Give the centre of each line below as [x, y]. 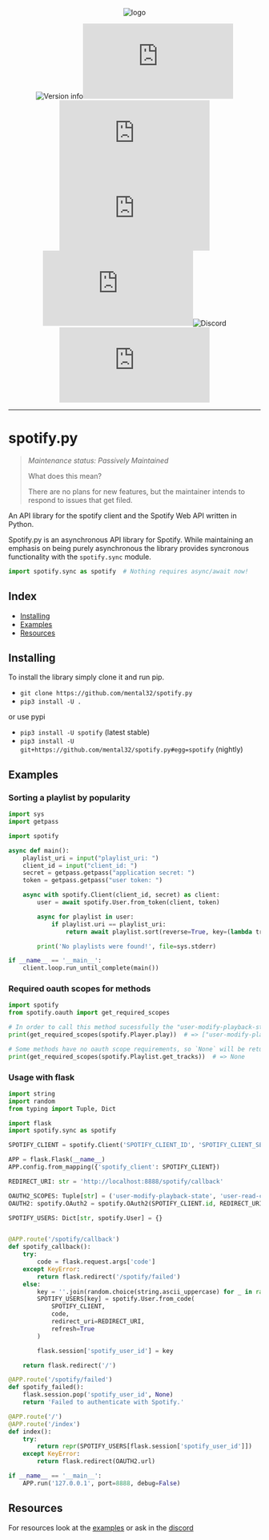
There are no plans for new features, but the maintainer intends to [137, 491]
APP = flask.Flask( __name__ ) [57, 1160]
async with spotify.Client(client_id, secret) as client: [121, 895]
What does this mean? [65, 476]
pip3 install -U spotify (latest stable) [85, 732]
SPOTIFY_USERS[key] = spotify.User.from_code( [116, 1299]
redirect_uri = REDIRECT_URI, [98, 1322]
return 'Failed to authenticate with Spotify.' [103, 1402]
